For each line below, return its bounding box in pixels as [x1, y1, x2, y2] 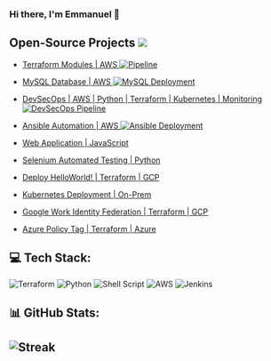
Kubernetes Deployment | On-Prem [21, 189, 152, 199]
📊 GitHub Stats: [9, 305, 100, 320]
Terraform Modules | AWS [21, 59, 118, 69]
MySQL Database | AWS [21, 76, 111, 87]
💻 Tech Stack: [9, 251, 92, 266]
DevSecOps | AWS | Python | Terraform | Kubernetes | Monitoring [21, 93, 263, 104]
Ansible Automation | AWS [21, 120, 119, 131]
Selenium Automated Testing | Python [21, 155, 162, 165]
